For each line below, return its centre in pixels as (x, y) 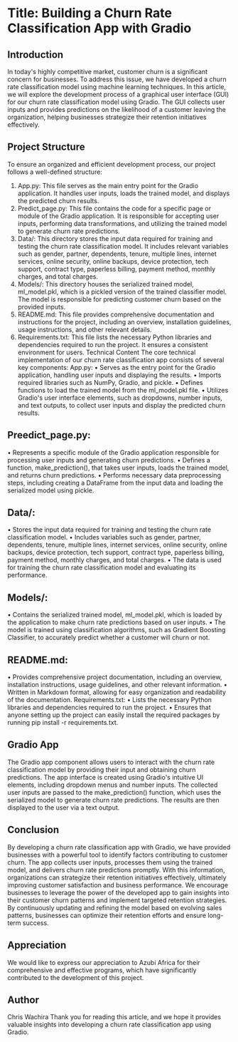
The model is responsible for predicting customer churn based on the (119, 299)
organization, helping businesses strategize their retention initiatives (107, 117)
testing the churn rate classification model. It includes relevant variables (123, 246)
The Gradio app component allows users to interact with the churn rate (111, 762)
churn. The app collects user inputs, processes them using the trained (110, 862)
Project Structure (46, 147)
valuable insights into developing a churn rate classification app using (109, 1025)
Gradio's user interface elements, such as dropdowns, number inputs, (120, 398)
